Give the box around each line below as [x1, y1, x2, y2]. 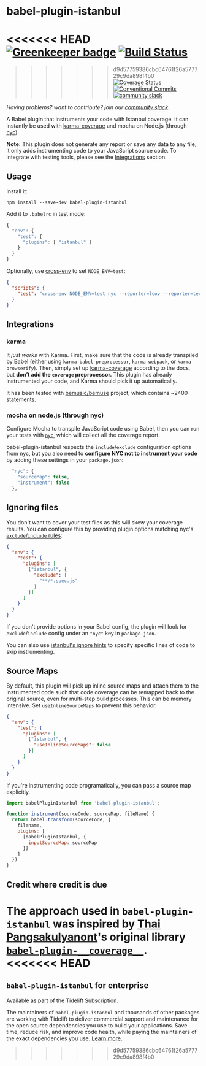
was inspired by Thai [53, 917, 161, 930]
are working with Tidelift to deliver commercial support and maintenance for [6, 1015, 198, 1022]
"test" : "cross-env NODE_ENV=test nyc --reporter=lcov [17, 290, 161, 297]
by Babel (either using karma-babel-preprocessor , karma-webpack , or [6, 358, 177, 366]
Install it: [6, 187, 28, 194]
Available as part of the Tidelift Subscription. [6, 997, 118, 1004]
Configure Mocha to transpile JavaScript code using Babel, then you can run [6, 425, 200, 432]
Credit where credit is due [6, 879, 107, 890]
